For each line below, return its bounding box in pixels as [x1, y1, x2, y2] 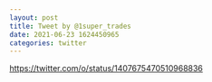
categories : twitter [9, 38, 88, 48]
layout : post [9, 13, 59, 23]
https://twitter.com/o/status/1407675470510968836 [9, 63, 204, 74]
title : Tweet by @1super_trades [9, 22, 131, 31]
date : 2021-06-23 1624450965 [9, 30, 120, 39]
